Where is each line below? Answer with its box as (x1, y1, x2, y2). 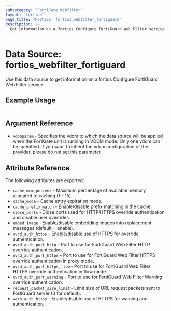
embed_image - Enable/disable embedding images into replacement (12, 220, 152, 226)
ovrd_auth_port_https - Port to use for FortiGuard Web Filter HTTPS (12, 252, 155, 258)
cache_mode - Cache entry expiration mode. (12, 198, 103, 204)
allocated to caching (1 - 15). (12, 192, 72, 199)
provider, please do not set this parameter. (12, 149, 102, 155)
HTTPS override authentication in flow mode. (12, 268, 108, 274)
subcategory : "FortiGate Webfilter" (5, 7, 83, 13)
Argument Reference (5, 119, 73, 128)
